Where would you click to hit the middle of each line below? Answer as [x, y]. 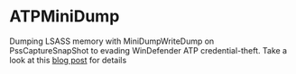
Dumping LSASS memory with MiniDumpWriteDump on [112, 41]
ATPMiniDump [65, 16]
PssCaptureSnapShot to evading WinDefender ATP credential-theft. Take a [148, 50]
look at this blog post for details [68, 60]
